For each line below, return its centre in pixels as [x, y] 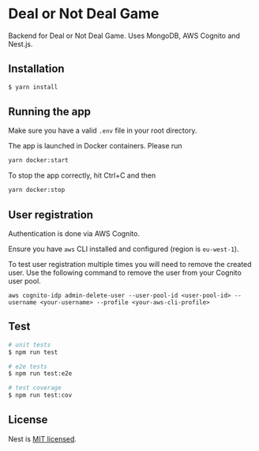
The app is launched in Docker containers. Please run [96, 146]
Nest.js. [21, 43]
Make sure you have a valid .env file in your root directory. [103, 130]
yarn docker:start [38, 160]
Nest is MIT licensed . [43, 438]
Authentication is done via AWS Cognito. [74, 233]
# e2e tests [28, 366]
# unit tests [30, 344]
